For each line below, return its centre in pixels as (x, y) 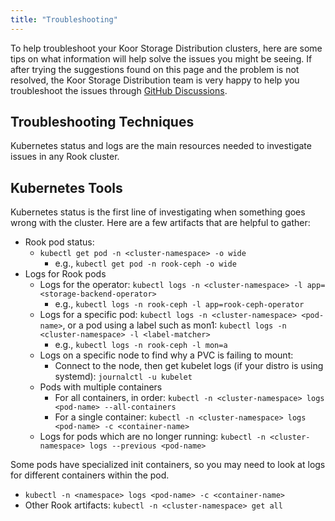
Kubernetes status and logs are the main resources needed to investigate (161, 146)
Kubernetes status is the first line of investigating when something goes (158, 212)
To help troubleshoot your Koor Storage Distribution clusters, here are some (166, 48)
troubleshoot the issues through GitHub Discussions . (119, 90)
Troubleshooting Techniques (102, 122)
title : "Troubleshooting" (64, 19)
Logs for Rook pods (65, 274)
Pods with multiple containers (101, 387)
